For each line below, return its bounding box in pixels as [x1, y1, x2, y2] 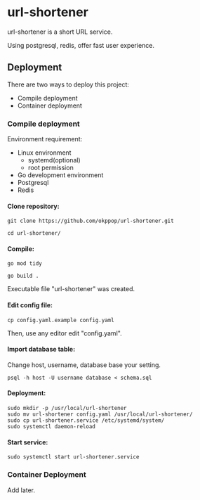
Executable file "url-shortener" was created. [7, 285, 135, 293]
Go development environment [17, 171, 104, 179]
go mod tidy [7, 260, 42, 267]
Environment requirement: [7, 135, 83, 143]
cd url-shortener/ [7, 230, 61, 237]
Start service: [7, 437, 48, 447]
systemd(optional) [27, 156, 81, 165]
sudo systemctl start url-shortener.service [7, 454, 140, 461]
